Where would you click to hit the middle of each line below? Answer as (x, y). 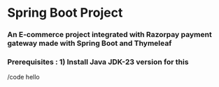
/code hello (23, 77)
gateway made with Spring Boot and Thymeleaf (90, 43)
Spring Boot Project (65, 13)
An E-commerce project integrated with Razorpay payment (109, 35)
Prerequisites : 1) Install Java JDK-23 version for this (98, 62)
